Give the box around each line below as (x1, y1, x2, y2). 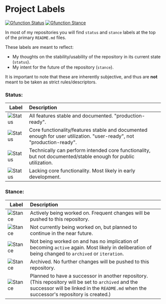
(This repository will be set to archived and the (30, 278, 138, 285)
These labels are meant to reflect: (5, 44, 74, 50)
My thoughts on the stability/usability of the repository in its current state (12, 53, 161, 60)
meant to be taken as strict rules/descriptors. (5, 79, 97, 85)
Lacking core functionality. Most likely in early (29, 167, 135, 174)
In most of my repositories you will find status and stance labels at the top (5, 29, 156, 35)
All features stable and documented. (29, 113, 113, 119)
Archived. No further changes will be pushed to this (30, 258, 150, 265)
